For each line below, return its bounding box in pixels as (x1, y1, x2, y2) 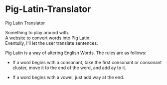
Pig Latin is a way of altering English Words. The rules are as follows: (5, 50, 147, 56)
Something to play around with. (5, 29, 70, 35)
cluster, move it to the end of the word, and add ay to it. (12, 65, 126, 71)
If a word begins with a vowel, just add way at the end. (12, 74, 125, 80)
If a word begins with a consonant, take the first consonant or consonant (12, 59, 162, 65)
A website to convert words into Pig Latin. (5, 35, 91, 41)
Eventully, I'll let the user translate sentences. (5, 40, 98, 46)
